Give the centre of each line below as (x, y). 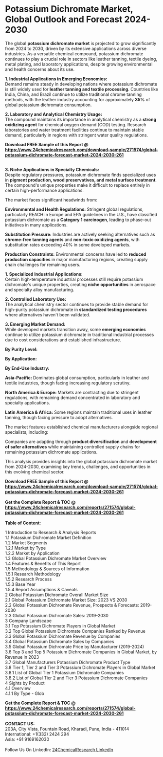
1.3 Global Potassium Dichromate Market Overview (56, 558)
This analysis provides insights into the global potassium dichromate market (81, 461)
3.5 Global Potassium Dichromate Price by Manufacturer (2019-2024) (75, 646)
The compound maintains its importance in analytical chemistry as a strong (81, 119)
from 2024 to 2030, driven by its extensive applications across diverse (76, 48)
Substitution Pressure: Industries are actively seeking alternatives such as (80, 234)
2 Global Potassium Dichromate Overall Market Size (57, 595)
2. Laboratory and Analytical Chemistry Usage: (54, 114)
